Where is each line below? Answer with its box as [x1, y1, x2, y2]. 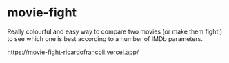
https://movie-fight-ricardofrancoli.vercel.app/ [7, 48, 139, 56]
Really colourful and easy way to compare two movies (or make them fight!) [7, 27, 223, 36]
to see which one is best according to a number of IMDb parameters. [7, 34, 203, 42]
